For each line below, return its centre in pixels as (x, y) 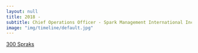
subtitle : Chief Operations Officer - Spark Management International (95, 22)
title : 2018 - (24, 17)
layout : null (22, 11)
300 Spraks (20, 44)
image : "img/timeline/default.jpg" (50, 28)
